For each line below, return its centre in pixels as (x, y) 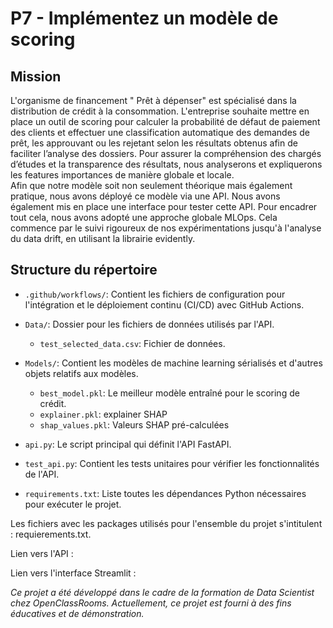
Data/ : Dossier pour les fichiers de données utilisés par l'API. (149, 324)
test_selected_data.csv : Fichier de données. (132, 343)
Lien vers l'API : (42, 553)
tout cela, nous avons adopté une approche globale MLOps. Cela (144, 217)
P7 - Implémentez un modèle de (144, 18)
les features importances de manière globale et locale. (122, 175)
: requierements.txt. (51, 534)
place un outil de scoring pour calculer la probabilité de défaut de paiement (165, 121)
